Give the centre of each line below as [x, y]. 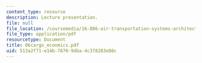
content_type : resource [36, 12]
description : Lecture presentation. [52, 17]
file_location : [25, 28]
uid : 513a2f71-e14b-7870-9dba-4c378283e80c [62, 51]
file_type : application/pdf [41, 34]
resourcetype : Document [36, 40]
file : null [20, 23]
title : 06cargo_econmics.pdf [43, 46]
